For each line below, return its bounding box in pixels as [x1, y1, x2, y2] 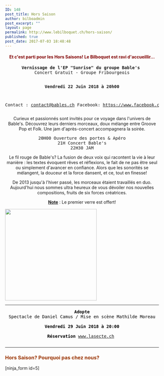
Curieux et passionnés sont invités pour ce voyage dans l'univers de [13, 115, 151, 121]
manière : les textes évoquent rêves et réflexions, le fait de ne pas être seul [6, 159, 158, 165]
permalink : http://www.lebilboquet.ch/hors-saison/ [5, 30, 112, 35]
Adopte [74, 309, 90, 314]
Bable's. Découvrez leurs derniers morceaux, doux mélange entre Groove [8, 121, 156, 126]
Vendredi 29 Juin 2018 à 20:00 [44, 323, 120, 329]
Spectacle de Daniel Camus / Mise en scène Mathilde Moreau [8, 313, 156, 319]
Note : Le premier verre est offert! [48, 199, 116, 205]
